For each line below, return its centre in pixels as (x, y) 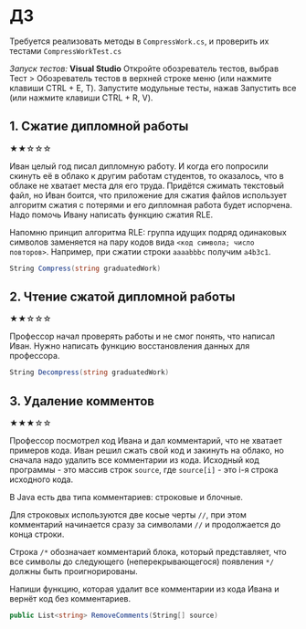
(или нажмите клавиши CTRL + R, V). (81, 98)
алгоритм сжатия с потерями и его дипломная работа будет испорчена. (151, 204)
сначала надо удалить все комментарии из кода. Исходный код (135, 460)
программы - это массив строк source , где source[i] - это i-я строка (144, 470)
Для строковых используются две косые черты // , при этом (128, 515)
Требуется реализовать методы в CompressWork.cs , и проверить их (139, 41)
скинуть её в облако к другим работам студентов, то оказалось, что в (147, 175)
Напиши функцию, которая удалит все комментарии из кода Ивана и (144, 589)
